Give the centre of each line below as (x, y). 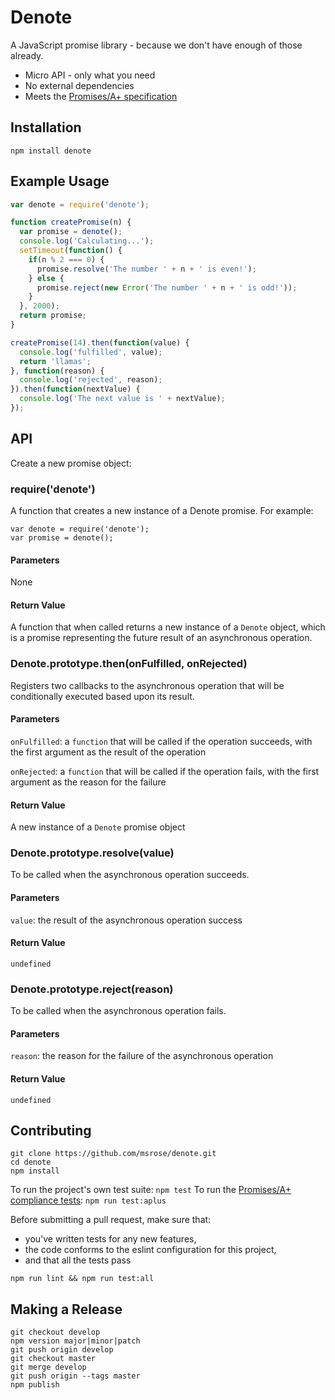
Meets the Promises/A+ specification (101, 96)
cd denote (31, 1162)
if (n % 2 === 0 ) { (66, 259)
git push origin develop (62, 1350)
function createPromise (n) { (71, 222)
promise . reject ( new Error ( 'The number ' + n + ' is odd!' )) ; (167, 287)
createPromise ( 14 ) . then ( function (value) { (100, 342)
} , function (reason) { (57, 371)
